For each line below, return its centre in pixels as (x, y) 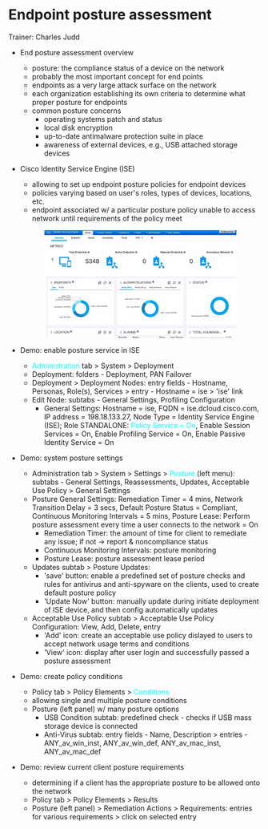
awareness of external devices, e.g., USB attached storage (141, 144)
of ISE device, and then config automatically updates (131, 609)
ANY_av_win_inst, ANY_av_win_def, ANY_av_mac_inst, (132, 742)
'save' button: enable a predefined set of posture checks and (144, 576)
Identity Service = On (79, 442)
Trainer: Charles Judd (44, 37)
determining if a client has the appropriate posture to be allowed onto (146, 782)
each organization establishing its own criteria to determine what (138, 93)
